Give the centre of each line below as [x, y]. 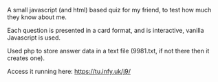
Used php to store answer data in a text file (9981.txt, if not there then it [108, 51]
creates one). [26, 58]
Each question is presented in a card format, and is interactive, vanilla [106, 30]
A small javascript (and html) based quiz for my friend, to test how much [109, 10]
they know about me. [37, 17]
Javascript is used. [34, 38]
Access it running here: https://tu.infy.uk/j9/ [69, 71]
